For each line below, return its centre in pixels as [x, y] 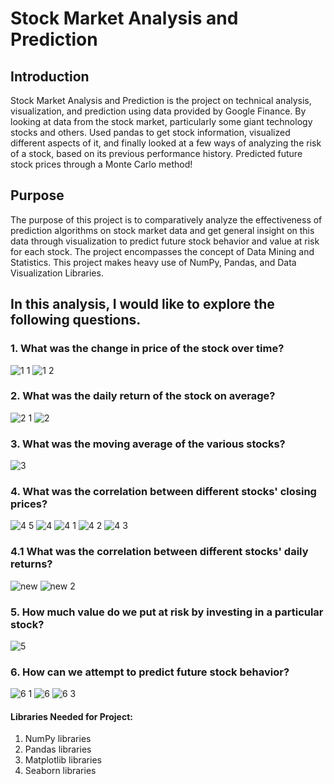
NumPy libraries [58, 739]
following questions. [76, 320]
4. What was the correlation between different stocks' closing [163, 492]
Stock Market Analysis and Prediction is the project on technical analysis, [161, 100]
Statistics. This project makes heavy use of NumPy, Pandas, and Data [153, 262]
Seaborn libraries [60, 771]
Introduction [50, 76]
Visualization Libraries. [57, 273]
